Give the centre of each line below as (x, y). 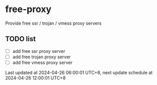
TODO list (21, 39)
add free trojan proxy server (42, 57)
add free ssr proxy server (39, 51)
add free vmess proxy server (43, 62)
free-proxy (28, 9)
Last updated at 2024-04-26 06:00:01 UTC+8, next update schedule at (79, 72)
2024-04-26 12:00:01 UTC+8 (35, 78)
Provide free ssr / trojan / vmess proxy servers (53, 23)
